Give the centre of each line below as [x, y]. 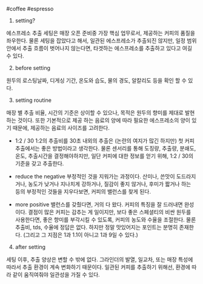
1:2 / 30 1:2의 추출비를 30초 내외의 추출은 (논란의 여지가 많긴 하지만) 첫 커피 [105, 141]
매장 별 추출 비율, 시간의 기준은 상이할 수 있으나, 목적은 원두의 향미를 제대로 [95, 113]
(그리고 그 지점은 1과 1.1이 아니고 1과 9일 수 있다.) [81, 235]
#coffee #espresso [30, 9]
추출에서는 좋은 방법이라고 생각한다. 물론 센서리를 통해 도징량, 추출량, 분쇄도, [105, 148]
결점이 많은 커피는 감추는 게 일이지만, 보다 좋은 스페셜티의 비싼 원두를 [110, 212]
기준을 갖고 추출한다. [39, 164]
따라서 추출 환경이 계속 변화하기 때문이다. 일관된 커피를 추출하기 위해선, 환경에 [98, 267]
